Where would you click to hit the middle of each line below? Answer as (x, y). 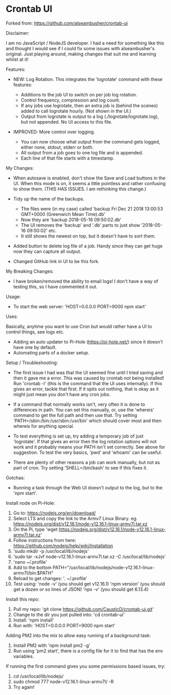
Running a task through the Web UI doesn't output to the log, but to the (88, 487)
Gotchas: (15, 478)
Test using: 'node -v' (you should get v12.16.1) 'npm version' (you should (89, 584)
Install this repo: (23, 599)
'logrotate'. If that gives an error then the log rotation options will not (85, 441)
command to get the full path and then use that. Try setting (75, 415)
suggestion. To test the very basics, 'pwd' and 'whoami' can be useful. (88, 452)
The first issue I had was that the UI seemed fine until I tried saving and (88, 372)
